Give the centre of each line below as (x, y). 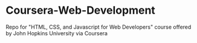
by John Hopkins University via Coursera (57, 33)
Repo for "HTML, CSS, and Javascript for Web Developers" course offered (98, 27)
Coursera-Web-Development (80, 10)
